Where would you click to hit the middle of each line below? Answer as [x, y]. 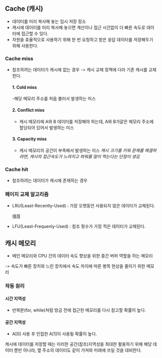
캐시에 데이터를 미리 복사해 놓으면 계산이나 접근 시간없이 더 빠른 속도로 [79, 27]
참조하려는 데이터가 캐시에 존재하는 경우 [50, 181]
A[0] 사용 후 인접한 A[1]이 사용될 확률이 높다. [54, 334]
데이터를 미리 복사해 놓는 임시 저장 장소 [49, 21]
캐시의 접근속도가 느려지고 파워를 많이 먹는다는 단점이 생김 [85, 156]
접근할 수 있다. [35, 34]
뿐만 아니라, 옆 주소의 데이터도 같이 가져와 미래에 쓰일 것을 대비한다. [78, 350]
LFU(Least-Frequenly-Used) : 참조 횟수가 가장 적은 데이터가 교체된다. [79, 226]
